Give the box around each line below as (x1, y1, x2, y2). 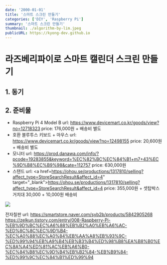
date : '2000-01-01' (5, 7, 46, 12)
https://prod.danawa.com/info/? (33, 150, 99, 156)
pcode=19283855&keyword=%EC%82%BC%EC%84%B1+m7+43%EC (12, 156, 159, 162)
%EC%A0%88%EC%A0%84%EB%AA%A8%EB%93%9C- (5, 233, 127, 239)
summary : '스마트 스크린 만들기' (5, 21, 65, 26)
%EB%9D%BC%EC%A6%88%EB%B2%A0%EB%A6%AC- (5, 222, 127, 228)
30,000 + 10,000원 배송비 (25, 191, 77, 197)
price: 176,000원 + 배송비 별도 (41, 125, 101, 131)
